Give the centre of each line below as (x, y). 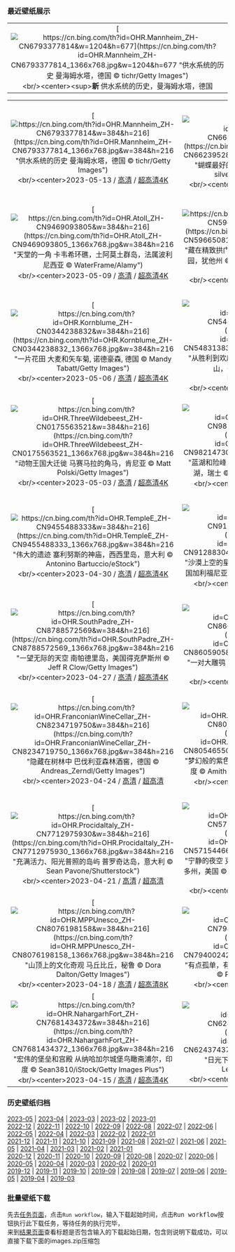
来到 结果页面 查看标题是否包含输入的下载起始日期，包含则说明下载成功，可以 (117, 1232)
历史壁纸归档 (29, 1103)
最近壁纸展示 (29, 11)
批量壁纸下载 (29, 1198)
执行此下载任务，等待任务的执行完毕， (68, 1223)
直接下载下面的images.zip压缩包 (54, 1241)
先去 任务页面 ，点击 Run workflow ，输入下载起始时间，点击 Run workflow (113, 1214)
